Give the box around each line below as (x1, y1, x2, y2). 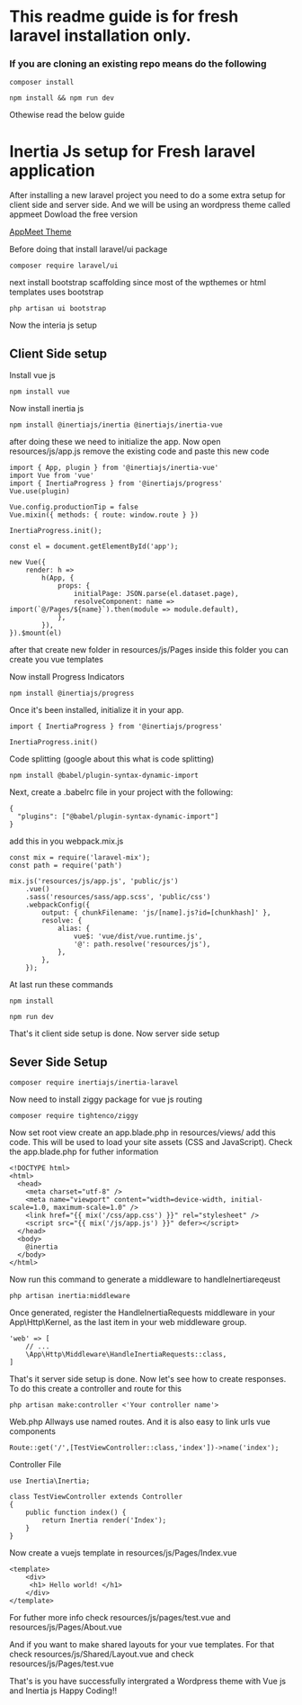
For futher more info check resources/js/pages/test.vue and (9, 1612, 231, 1623)
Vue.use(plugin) (9, 487, 70, 496)
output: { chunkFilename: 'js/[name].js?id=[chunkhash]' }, (41, 908, 271, 917)
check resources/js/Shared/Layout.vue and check (9, 1649, 195, 1660)
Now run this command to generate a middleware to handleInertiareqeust (9, 1274, 280, 1285)
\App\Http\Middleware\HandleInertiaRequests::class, (25, 1350, 227, 1359)
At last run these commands (9, 979, 114, 990)
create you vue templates (9, 654, 103, 665)
